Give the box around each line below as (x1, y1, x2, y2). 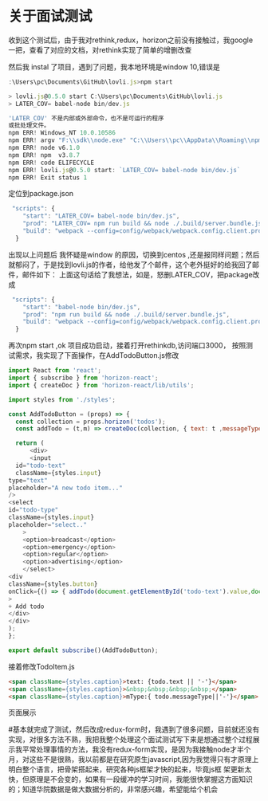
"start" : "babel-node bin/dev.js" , (22, 303, 141, 311)
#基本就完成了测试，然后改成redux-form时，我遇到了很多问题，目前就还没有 (8, 724, 260, 734)
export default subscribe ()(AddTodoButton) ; (8, 646, 159, 654)
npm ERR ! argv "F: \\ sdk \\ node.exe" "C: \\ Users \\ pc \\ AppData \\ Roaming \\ (8, 136, 251, 144)
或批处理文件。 (8, 121, 50, 130)
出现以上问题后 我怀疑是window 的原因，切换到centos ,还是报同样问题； (8, 249, 246, 259)
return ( (15, 439, 45, 447)
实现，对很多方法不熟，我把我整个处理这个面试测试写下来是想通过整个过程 (8, 735, 253, 744)
